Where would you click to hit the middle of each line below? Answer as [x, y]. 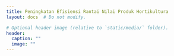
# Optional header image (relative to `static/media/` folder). [87, 28]
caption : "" [26, 39]
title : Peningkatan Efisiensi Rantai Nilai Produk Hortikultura [87, 11]
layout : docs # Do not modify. [46, 17]
